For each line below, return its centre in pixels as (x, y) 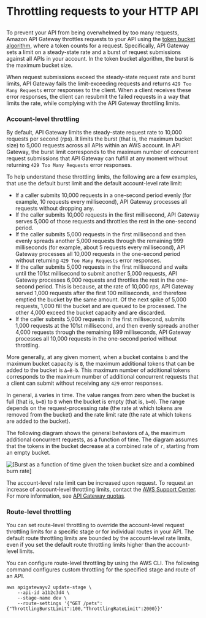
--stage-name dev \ (42, 598)
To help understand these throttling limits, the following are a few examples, (102, 177)
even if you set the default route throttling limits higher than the (86, 545)
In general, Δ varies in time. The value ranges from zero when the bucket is (101, 395)
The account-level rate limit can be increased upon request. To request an (100, 482)
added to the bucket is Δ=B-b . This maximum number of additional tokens (98, 370)
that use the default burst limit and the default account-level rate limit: (94, 183)
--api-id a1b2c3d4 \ (44, 593)
